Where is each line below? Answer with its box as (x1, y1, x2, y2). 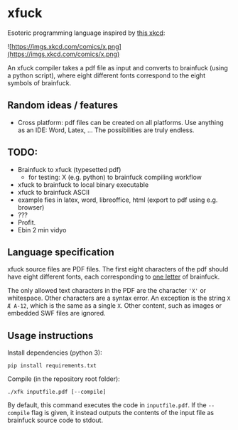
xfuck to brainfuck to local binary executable (17, 180, 149, 189)
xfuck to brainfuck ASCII (17, 188, 90, 196)
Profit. (17, 218, 36, 227)
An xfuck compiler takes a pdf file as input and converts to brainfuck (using (7, 63, 229, 72)
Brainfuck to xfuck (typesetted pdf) (17, 165, 121, 173)
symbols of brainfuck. (7, 78, 72, 87)
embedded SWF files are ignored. (7, 309, 106, 318)
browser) (17, 203, 45, 211)
